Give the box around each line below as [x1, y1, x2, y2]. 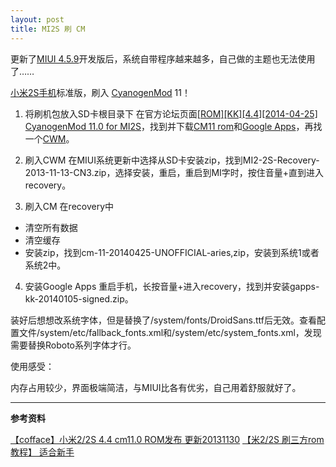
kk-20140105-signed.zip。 [24, 292, 134, 305]
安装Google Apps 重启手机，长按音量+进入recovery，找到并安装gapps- [24, 280, 320, 292]
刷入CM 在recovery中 [24, 200, 115, 212]
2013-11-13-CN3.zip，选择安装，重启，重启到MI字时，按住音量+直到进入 [24, 166, 325, 178]
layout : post [10, 14, 65, 25]
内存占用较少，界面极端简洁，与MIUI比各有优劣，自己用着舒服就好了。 [10, 381, 302, 393]
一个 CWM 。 [24, 132, 75, 145]
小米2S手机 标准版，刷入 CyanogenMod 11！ [10, 86, 191, 98]
